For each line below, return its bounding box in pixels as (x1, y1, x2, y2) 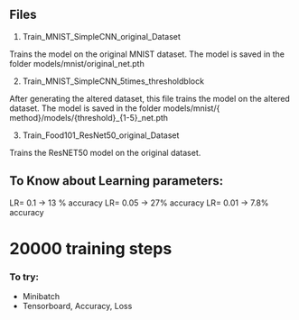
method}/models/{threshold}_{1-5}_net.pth (9, 112, 169, 123)
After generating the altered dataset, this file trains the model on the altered (9, 93, 291, 104)
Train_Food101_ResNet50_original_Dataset (22, 130, 180, 141)
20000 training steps (9, 238, 173, 259)
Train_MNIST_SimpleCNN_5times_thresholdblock (22, 76, 205, 87)
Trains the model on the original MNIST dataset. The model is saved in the (9, 49, 285, 59)
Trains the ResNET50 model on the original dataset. (9, 147, 201, 158)
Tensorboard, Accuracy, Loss (22, 301, 133, 312)
